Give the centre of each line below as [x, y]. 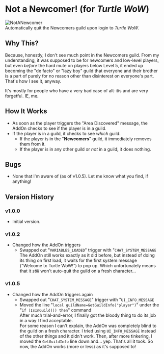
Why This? [22, 43]
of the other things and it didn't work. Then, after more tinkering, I [86, 336]
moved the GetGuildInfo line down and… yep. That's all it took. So [86, 341]
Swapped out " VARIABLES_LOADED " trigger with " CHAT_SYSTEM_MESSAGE [88, 250]
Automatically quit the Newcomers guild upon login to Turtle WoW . [72, 27]
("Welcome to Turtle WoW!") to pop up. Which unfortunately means [88, 266]
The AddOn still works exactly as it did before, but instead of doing [87, 255]
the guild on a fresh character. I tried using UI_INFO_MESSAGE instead [88, 331]
